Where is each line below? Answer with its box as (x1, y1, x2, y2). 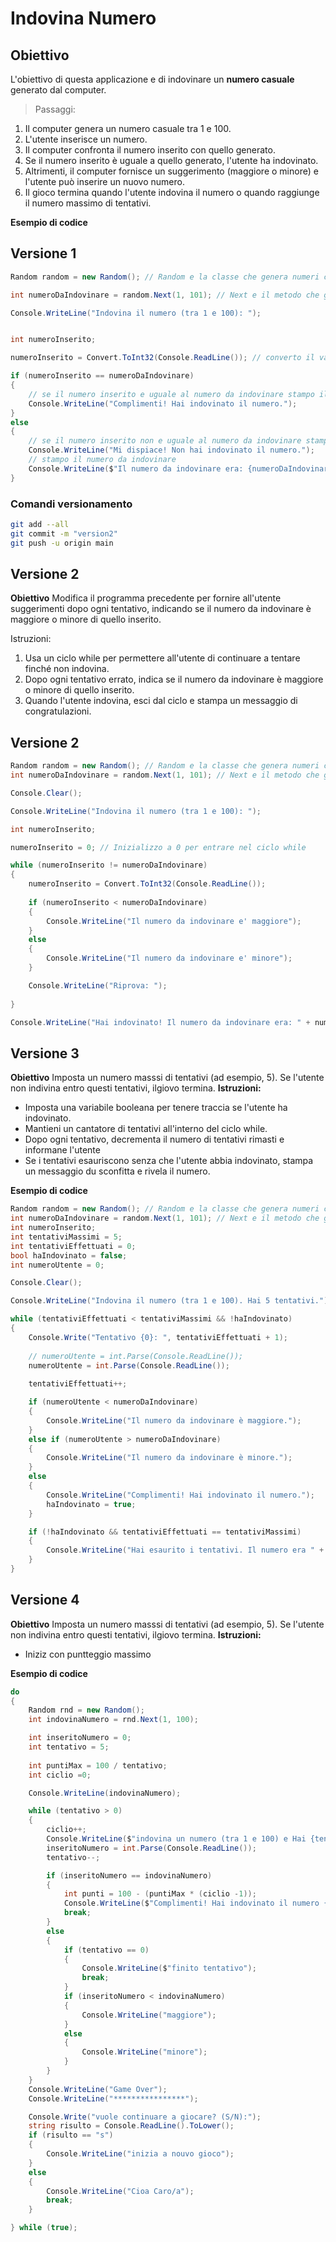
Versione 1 (10, 245, 77, 262)
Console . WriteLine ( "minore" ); (81, 2047, 208, 2057)
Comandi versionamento (10, 497, 133, 511)
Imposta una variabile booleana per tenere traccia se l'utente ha (24, 1102, 288, 1114)
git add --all (10, 519, 70, 529)
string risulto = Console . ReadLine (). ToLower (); (28, 2121, 235, 2131)
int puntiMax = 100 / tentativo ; (28, 1760, 168, 1771)
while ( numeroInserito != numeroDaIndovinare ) (10, 860, 208, 871)
